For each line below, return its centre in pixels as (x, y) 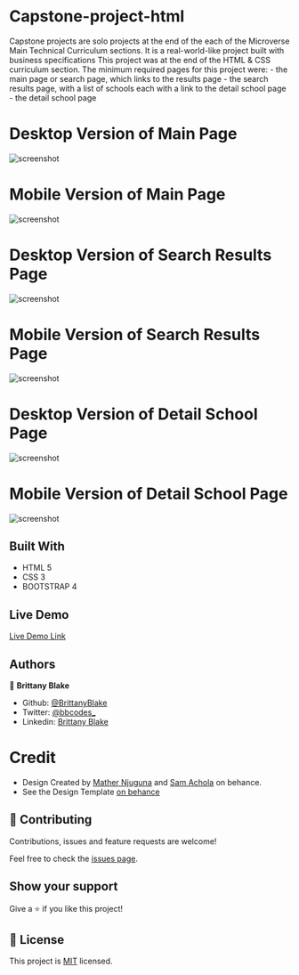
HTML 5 (37, 568)
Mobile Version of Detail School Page (149, 494)
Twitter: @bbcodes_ (59, 712)
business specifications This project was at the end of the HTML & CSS (140, 60)
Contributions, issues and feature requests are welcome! (113, 841)
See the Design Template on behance (91, 792)
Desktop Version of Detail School (133, 414)
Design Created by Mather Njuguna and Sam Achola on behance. (142, 782)
